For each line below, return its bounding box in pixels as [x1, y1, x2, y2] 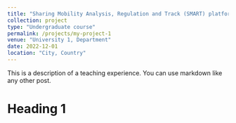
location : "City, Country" [7, 50, 86, 57]
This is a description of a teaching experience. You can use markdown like [7, 68, 223, 77]
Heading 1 [7, 101, 67, 117]
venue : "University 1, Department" [7, 37, 112, 44]
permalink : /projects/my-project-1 [7, 30, 112, 37]
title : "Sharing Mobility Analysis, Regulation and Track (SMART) [7, 10, 206, 18]
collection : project [7, 17, 68, 24]
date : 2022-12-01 [7, 43, 58, 50]
